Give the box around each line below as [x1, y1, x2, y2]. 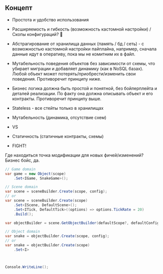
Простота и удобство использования [12, 17, 89, 22]
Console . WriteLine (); [5, 264, 49, 269]
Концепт [5, 4, 33, 12]
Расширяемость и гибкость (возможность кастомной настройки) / [12, 26, 151, 32]
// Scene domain [5, 185, 38, 189]
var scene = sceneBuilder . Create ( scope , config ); [5, 189, 108, 194]
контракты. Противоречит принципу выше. [12, 96, 102, 102]
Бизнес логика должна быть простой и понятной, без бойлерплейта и [12, 85, 158, 91]
